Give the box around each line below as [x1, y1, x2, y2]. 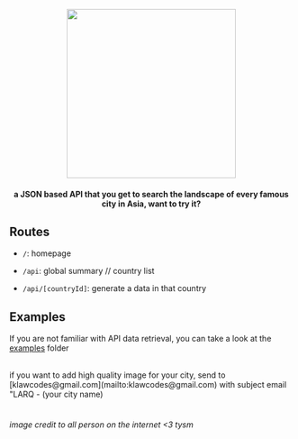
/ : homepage [22, 248, 72, 259]
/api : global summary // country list [22, 266, 155, 277]
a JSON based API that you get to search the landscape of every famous [13, 188, 290, 199]
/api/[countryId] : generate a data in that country [22, 283, 207, 294]
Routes [9, 224, 50, 239]
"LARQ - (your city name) [9, 389, 104, 400]
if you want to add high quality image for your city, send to [9, 370, 226, 380]
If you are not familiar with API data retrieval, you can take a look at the [9, 334, 272, 344]
